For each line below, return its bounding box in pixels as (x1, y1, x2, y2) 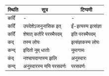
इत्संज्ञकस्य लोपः (71, 39, 100, 45)
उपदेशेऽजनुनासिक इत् (23, 23, 61, 29)
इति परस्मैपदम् (71, 31, 96, 38)
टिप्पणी (80, 6, 93, 13)
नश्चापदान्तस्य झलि (23, 55, 57, 61)
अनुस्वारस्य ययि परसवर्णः (23, 63, 66, 70)
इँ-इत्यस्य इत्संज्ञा (71, 23, 102, 29)
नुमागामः (71, 47, 85, 53)
